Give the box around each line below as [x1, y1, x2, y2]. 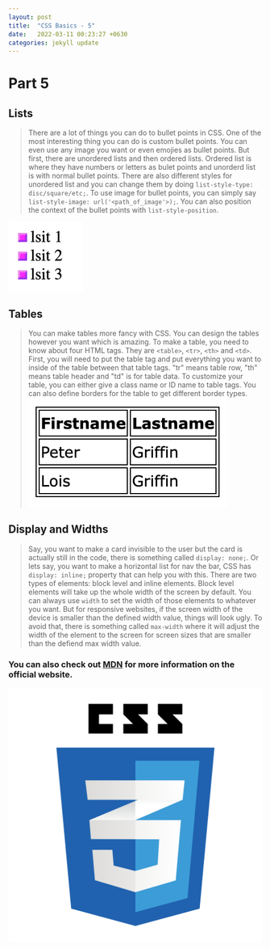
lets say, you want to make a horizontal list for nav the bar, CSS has [27, 561, 251, 571]
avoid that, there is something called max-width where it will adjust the [27, 621, 260, 631]
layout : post [8, 13, 52, 21]
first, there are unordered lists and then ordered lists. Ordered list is [27, 154, 252, 163]
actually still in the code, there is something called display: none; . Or [27, 552, 260, 562]
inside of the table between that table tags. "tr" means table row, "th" [27, 363, 258, 373]
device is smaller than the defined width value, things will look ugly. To [27, 613, 263, 622]
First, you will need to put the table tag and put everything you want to [27, 354, 262, 364]
